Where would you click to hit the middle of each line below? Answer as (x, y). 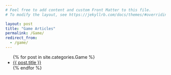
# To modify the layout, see (36, 15)
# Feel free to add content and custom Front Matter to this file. (78, 10)
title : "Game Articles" (31, 28)
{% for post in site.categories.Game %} (54, 57)
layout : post (19, 24)
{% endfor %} (27, 68)
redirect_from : (21, 38)
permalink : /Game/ (25, 33)
